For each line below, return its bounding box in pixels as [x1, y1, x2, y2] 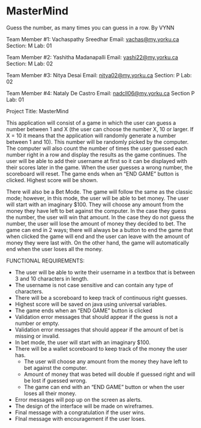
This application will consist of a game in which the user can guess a [6, 119, 176, 126]
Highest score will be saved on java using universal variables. [14, 300, 167, 308]
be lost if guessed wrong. [23, 376, 87, 384]
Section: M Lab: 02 [6, 60, 53, 67]
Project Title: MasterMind [6, 107, 69, 114]
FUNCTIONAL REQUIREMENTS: [6, 257, 85, 264]
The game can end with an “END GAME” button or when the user [23, 383, 185, 390]
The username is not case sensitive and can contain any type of [14, 281, 174, 288]
